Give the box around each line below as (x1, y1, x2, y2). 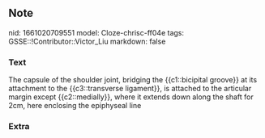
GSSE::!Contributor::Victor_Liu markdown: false (8, 36, 166, 46)
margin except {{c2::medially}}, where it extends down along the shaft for (8, 92, 254, 102)
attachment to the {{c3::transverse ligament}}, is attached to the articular (8, 84, 252, 94)
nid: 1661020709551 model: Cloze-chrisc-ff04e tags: (8, 27, 185, 37)
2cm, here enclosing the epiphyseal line (8, 101, 142, 111)
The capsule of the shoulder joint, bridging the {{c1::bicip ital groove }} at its (8, 75, 258, 85)
